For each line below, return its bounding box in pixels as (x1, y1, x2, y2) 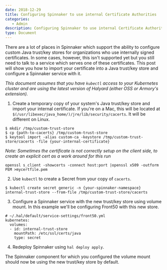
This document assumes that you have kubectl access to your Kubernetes (5, 80, 158, 86)
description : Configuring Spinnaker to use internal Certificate (5, 26, 143, 31)
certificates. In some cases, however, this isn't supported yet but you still (5, 55, 155, 60)
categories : (5, 16, 30, 21)
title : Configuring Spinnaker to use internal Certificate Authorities (5, 12, 157, 17)
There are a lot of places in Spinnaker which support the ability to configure (5, 44, 160, 50)
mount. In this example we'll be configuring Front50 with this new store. (12, 204, 159, 210)
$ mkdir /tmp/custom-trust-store (5, 126, 75, 131)
